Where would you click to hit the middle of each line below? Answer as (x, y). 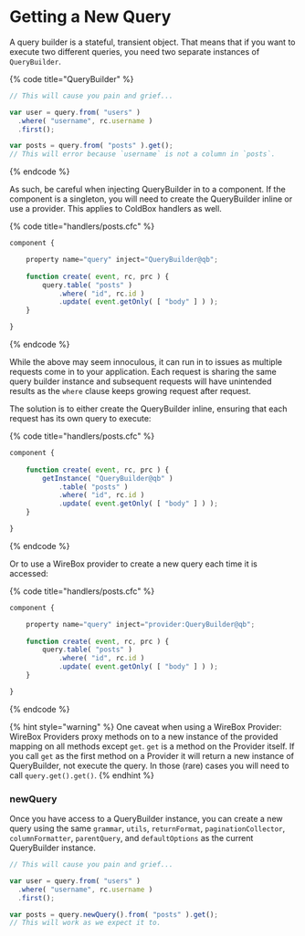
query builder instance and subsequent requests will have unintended (141, 381)
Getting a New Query (90, 17)
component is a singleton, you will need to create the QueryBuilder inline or (151, 199)
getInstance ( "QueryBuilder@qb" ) (108, 478)
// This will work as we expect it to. (85, 923)
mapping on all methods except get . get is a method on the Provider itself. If (152, 746)
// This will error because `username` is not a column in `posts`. (142, 154)
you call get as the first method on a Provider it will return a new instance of (152, 755)
